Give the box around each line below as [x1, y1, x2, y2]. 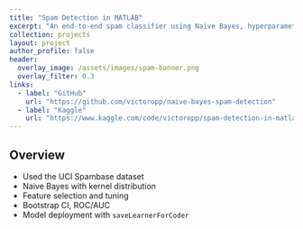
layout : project [9, 38, 70, 48]
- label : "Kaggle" [17, 105, 87, 114]
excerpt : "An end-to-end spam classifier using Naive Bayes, [9, 22, 244, 31]
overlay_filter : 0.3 [17, 72, 95, 81]
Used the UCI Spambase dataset [22, 170, 144, 181]
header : [9, 55, 39, 64]
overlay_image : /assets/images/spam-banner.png [17, 64, 200, 73]
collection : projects [9, 30, 91, 39]
